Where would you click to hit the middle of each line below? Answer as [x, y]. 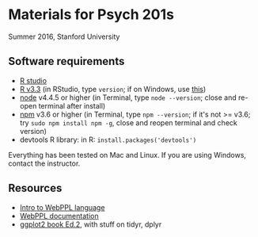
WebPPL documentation [59, 216]
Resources [35, 188]
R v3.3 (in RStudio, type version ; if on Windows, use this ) [113, 89]
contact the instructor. [44, 163]
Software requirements [66, 61]
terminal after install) [72, 105]
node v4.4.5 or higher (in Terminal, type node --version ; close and [128, 97]
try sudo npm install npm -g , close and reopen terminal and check [128, 122]
